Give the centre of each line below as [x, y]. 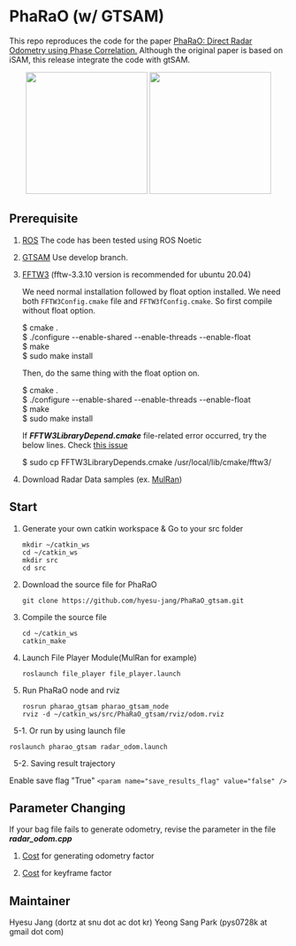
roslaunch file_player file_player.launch [101, 674]
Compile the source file [65, 616]
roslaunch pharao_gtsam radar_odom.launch [88, 747]
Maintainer [40, 901]
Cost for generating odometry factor [88, 856]
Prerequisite [44, 219]
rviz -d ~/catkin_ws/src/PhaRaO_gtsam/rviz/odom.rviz [123, 714]
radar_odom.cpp [41, 839]
